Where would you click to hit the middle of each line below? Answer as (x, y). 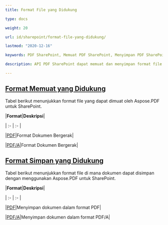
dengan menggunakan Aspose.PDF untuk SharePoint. (60, 178)
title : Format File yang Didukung (41, 10)
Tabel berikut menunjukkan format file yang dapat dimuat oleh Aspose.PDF (82, 101)
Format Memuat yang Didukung (55, 89)
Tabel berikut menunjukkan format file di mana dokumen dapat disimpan (80, 173)
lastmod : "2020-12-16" (29, 46)
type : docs (16, 19)
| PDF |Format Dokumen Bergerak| (39, 135)
